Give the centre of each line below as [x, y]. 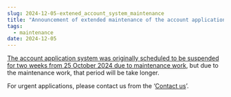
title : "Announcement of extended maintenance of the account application [117, 20]
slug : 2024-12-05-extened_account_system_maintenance [86, 13]
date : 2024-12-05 [32, 39]
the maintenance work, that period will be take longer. [83, 73]
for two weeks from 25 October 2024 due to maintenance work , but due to [113, 66]
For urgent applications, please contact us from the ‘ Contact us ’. [98, 86]
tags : [15, 26]
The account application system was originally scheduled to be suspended [113, 58]
